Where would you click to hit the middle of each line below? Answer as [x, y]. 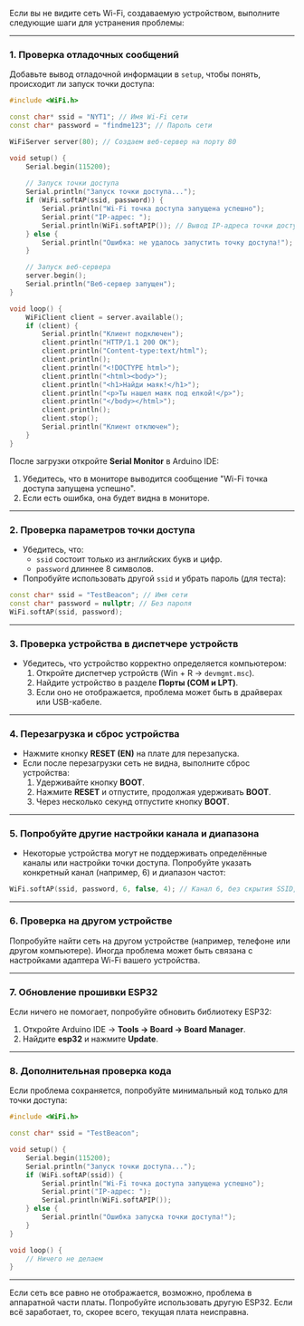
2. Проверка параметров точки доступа [103, 529]
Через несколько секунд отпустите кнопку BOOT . [133, 802]
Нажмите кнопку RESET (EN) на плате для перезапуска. [131, 754]
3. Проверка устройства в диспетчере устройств [124, 644]
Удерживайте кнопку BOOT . [90, 782]
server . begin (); [57, 276]
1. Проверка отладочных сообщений [94, 54]
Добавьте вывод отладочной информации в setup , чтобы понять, [135, 74]
